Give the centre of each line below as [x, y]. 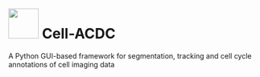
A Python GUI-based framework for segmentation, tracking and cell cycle [130, 55]
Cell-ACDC [78, 34]
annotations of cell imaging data [62, 64]
